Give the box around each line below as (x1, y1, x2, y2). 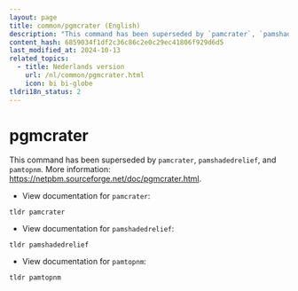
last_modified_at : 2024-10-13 (9, 46, 122, 55)
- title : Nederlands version (17, 63, 125, 72)
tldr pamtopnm (9, 273, 62, 282)
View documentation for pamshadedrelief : (21, 224, 175, 234)
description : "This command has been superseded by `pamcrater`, (9, 29, 255, 38)
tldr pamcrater (9, 208, 66, 217)
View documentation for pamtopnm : (21, 256, 146, 267)
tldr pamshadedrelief (9, 240, 90, 249)
